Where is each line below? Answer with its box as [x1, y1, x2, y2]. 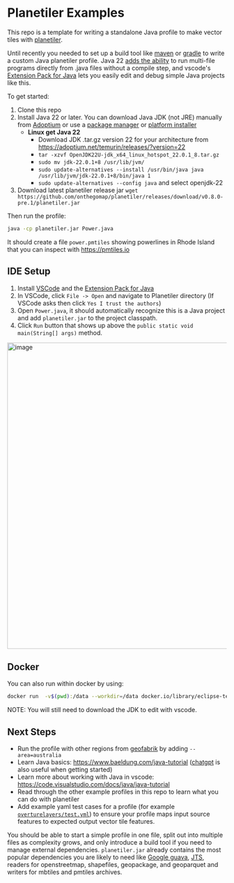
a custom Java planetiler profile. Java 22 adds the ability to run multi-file [7, 56, 215, 64]
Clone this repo [17, 105, 61, 114]
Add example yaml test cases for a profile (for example [17, 803, 175, 811]
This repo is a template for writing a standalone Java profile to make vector [7, 28, 223, 36]
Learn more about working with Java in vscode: [17, 773, 155, 781]
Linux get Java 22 [27, 128, 81, 136]
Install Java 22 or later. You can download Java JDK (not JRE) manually [17, 113, 223, 121]
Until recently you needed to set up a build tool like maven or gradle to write [7, 49, 225, 57]
